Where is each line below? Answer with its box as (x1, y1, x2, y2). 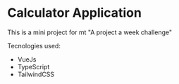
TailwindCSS (17, 70, 55, 78)
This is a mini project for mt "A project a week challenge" (7, 28, 173, 36)
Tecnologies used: (7, 41, 61, 50)
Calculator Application (7, 5, 142, 21)
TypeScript (17, 62, 50, 71)
